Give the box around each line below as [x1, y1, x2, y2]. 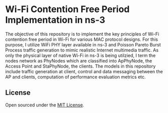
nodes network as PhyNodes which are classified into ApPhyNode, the [5, 58, 152, 64]
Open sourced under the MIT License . [5, 102, 84, 108]
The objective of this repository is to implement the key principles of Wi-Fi [5, 31, 159, 37]
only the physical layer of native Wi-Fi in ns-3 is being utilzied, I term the [5, 52, 156, 59]
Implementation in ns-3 [5, 14, 105, 26]
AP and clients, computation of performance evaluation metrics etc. [5, 74, 146, 80]
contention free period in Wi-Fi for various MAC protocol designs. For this [5, 36, 158, 42]
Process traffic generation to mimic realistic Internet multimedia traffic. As [5, 47, 159, 53]
